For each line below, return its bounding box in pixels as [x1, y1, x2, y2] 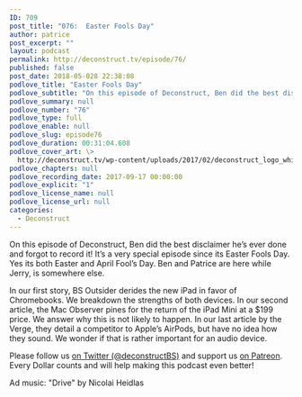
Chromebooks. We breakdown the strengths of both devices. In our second [9, 294, 289, 305]
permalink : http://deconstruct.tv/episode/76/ [9, 55, 187, 64]
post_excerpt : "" [9, 38, 75, 48]
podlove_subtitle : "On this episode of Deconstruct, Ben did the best [9, 88, 280, 97]
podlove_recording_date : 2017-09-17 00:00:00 [9, 172, 182, 181]
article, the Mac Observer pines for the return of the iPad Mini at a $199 [9, 303, 274, 315]
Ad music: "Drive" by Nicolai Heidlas [9, 377, 145, 388]
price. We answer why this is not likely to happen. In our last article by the [9, 313, 282, 324]
